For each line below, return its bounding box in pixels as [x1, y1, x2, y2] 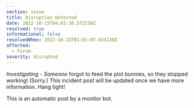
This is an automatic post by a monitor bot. [6, 95, 113, 102]
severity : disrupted [6, 54, 59, 60]
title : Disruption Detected [6, 14, 77, 21]
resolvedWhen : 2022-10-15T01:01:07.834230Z [6, 37, 118, 43]
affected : [6, 43, 31, 49]
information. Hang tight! [6, 83, 65, 91]
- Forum [11, 48, 31, 54]
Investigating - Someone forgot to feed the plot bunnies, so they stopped [6, 70, 189, 77]
